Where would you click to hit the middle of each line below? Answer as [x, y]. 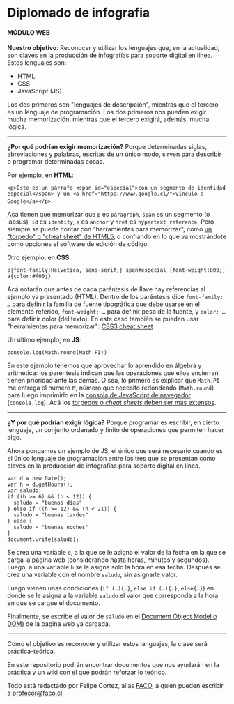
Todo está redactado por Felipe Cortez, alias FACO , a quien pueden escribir [116, 686]
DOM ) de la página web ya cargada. [59, 624]
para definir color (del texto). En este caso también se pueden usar [103, 319]
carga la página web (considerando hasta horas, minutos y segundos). [109, 560]
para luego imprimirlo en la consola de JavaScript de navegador [99, 395]
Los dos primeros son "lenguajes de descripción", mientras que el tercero [113, 105]
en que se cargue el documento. [54, 603]
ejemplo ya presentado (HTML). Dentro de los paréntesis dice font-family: [116, 297]
